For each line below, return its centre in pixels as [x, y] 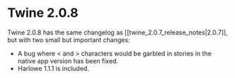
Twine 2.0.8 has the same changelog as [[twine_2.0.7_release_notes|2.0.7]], [118, 32]
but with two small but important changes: [69, 39]
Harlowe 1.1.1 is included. [53, 68]
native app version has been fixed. [68, 60]
